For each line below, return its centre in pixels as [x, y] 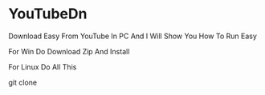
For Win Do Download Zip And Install [69, 51]
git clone [23, 82]
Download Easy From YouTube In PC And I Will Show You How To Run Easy [132, 36]
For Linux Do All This [43, 67]
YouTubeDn [48, 14]
